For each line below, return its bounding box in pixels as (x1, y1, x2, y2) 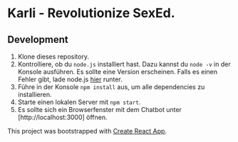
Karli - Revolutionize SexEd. (7, 5, 175, 21)
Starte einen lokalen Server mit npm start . (17, 98, 141, 106)
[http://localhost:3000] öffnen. (17, 113, 108, 121)
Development (7, 34, 69, 46)
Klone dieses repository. (17, 52, 89, 61)
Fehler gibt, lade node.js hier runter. (17, 75, 123, 83)
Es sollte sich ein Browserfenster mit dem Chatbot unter (17, 106, 182, 113)
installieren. (17, 91, 52, 98)
